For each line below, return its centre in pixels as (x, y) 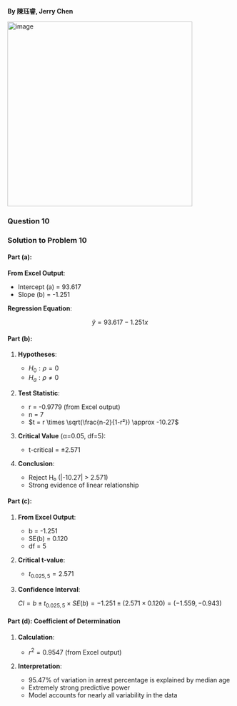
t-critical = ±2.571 (54, 450)
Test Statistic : (39, 393)
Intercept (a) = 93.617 (49, 287)
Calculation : (36, 637)
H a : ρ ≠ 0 (44, 378)
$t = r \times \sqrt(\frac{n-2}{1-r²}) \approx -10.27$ (104, 422)
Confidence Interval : (49, 589)
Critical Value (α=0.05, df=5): (61, 435)
